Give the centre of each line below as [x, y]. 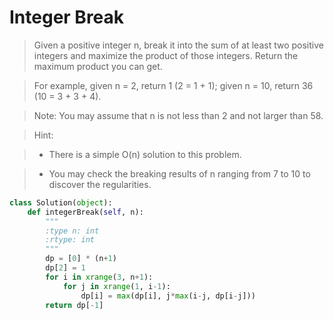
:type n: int [72, 231]
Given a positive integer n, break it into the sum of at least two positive [178, 45]
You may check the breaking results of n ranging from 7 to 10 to [179, 173]
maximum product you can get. [98, 66]
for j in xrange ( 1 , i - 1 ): [116, 286]
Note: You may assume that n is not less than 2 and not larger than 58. [178, 115]
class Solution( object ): [61, 202]
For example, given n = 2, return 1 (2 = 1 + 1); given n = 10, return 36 [173, 85]
